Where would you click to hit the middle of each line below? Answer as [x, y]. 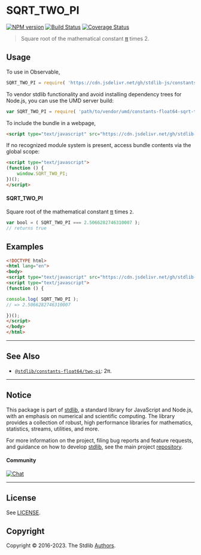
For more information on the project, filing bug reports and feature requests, [100, 440]
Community [21, 461]
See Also [23, 356]
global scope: [23, 152]
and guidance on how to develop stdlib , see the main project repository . [95, 447]
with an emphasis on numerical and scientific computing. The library [91, 416]
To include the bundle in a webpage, [51, 123]
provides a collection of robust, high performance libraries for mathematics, [100, 422]
